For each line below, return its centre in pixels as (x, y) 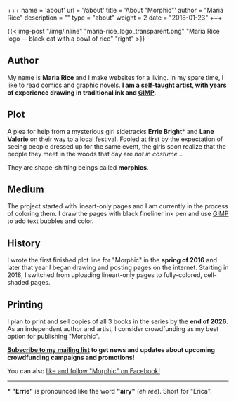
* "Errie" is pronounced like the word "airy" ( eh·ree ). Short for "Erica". (110, 391)
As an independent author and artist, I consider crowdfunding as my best (113, 329)
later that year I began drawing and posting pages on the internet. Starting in (118, 268)
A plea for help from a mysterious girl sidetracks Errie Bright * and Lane (111, 131)
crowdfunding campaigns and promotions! (71, 358)
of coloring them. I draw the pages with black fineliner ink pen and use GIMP (118, 214)
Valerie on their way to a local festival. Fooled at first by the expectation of (115, 139)
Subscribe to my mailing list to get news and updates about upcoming (111, 350)
